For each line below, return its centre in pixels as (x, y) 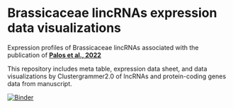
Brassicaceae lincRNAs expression (112, 13)
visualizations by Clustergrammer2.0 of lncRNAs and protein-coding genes (117, 76)
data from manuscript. (40, 83)
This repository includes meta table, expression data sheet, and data (107, 68)
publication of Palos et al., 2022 (54, 55)
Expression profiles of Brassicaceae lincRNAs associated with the (103, 47)
